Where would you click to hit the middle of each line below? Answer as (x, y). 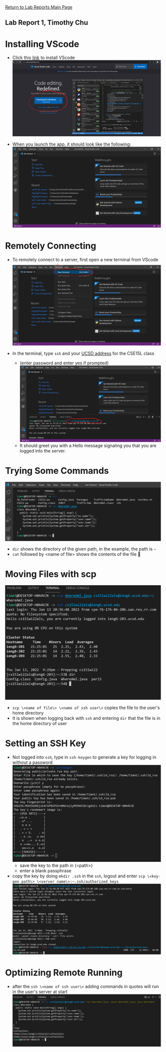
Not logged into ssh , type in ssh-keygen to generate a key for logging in (84, 757)
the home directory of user (40, 723)
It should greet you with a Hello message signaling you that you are (88, 446)
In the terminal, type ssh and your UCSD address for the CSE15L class (83, 353)
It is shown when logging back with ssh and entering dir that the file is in (86, 718)
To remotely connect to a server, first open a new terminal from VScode (85, 259)
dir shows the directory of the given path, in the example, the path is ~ (84, 549)
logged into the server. (42, 451)
